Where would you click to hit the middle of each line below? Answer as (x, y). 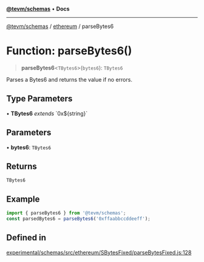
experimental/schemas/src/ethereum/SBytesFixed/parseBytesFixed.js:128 (99, 252)
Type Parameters (39, 99)
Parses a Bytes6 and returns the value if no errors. (69, 79)
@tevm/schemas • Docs (38, 9)
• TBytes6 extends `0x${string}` (47, 113)
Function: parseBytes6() (69, 51)
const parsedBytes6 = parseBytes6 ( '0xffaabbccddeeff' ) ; (78, 219)
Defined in (26, 238)
